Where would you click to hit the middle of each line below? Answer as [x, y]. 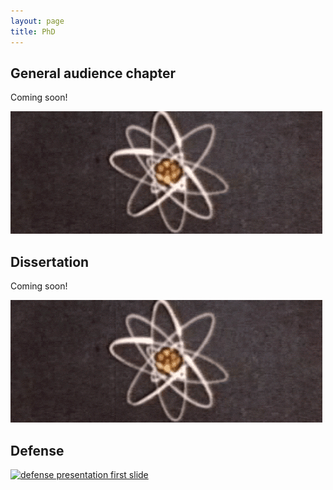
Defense [37, 450]
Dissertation [50, 261]
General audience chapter [93, 73]
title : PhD [33, 31]
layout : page [37, 21]
